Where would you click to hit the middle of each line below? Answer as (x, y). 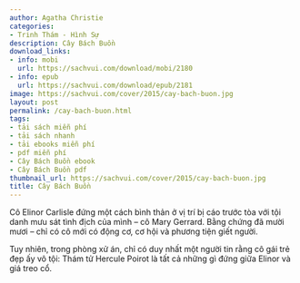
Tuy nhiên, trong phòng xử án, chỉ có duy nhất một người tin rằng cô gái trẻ (150, 249)
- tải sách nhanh (42, 136)
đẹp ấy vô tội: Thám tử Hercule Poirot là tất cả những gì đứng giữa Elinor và (150, 259)
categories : (32, 26)
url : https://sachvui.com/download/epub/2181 (105, 85)
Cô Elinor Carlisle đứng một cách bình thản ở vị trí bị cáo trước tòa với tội (145, 212)
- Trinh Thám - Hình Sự (55, 34)
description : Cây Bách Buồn (63, 43)
